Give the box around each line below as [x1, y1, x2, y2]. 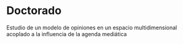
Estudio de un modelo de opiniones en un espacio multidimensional [6, 24, 177, 31]
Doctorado [6, 4, 62, 18]
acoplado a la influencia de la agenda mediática [6, 30, 127, 37]
